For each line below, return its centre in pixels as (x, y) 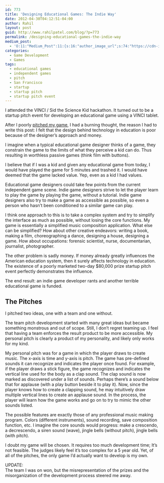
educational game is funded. (34, 286)
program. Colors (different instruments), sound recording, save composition (81, 420)
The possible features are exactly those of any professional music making (79, 415)
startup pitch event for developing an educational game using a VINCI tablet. (82, 115)
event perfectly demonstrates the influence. (49, 271)
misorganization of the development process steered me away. (68, 476)
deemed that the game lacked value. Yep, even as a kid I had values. (74, 175)
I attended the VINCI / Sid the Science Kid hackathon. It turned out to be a (79, 110)
